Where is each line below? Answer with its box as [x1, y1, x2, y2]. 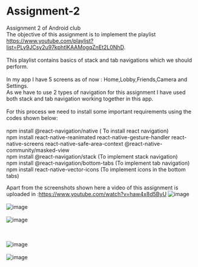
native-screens [6, 140, 44, 147]
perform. [6, 62, 28, 70]
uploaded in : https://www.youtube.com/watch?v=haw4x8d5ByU [6, 190, 167, 197]
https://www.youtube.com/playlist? [6, 37, 94, 44]
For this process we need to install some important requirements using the [6, 108, 192, 115]
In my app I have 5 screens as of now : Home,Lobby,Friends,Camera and [6, 76, 188, 83]
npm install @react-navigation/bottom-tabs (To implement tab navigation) [6, 159, 190, 166]
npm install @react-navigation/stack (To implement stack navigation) [6, 153, 178, 160]
